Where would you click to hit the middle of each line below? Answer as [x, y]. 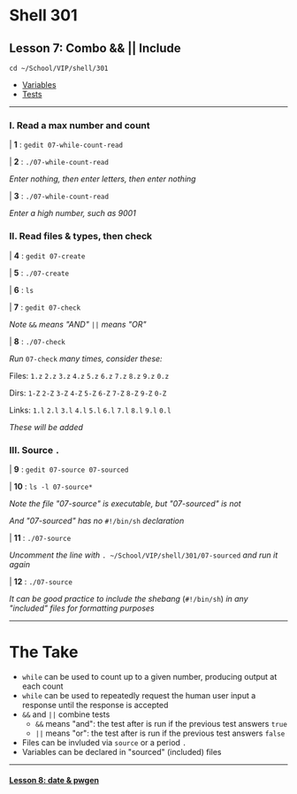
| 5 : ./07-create [39, 273]
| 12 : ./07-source [41, 582]
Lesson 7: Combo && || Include [95, 48]
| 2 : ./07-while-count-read [59, 162]
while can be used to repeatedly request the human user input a [139, 695]
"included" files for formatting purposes [82, 608]
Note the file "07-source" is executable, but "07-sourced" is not [125, 503]
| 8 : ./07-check [38, 341]
